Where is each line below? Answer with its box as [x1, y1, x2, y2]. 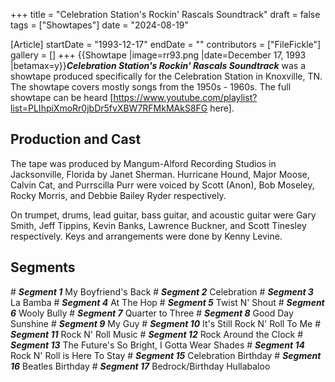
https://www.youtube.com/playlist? [113, 92, 258, 103]
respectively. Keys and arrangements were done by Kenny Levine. [10, 230, 283, 242]
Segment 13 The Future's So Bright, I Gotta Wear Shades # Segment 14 [10, 339, 306, 351]
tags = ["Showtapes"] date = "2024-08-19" [10, 19, 190, 31]
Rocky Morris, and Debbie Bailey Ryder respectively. [10, 189, 227, 201]
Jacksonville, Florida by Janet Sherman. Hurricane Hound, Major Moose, [10, 168, 310, 180]
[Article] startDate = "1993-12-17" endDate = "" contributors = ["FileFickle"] [10, 39, 322, 50]
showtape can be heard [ [10, 92, 114, 103]
